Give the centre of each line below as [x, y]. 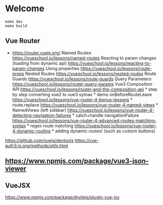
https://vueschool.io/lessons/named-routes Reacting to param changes [84, 58]
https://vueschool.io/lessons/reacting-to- [110, 63]
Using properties [63, 68]
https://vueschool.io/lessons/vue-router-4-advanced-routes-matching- [84, 120]
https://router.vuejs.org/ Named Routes [52, 52]
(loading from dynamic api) [39, 63]
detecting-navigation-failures [42, 115]
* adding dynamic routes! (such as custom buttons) [104, 131]
